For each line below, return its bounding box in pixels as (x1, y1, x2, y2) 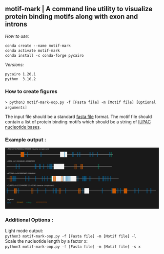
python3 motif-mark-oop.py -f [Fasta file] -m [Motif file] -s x (5, 244, 141, 249)
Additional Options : (5, 216, 54, 223)
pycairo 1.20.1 (5, 71, 36, 76)
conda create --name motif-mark (5, 43, 71, 48)
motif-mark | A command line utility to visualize (5, 5, 153, 13)
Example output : (5, 137, 46, 143)
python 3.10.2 (5, 76, 36, 81)
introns (5, 20, 28, 28)
